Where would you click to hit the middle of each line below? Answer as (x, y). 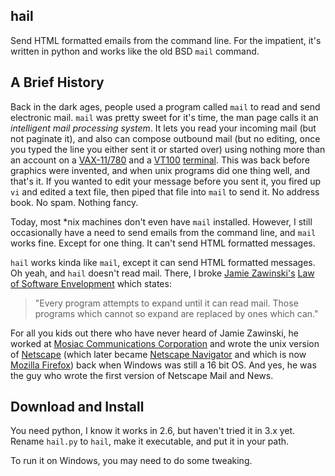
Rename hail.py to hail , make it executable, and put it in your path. (150, 441)
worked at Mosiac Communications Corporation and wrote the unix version (165, 343)
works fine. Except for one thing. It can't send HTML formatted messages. (163, 243)
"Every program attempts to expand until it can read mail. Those (166, 303)
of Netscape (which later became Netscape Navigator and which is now (158, 354)
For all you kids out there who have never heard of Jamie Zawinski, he (155, 333)
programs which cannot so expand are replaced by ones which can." (176, 313)
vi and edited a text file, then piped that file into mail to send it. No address (165, 191)
